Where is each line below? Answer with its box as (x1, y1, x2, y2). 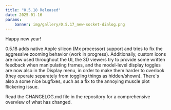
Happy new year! (5, 36, 42, 42)
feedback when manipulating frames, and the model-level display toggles (5, 62, 161, 68)
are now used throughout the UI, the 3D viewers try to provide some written (5, 57, 165, 63)
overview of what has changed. (5, 99, 72, 105)
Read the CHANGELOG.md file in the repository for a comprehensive (5, 94, 150, 100)
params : (5, 17, 22, 22)
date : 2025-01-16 (5, 12, 43, 17)
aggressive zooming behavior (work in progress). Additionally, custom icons (5, 51, 166, 57)
